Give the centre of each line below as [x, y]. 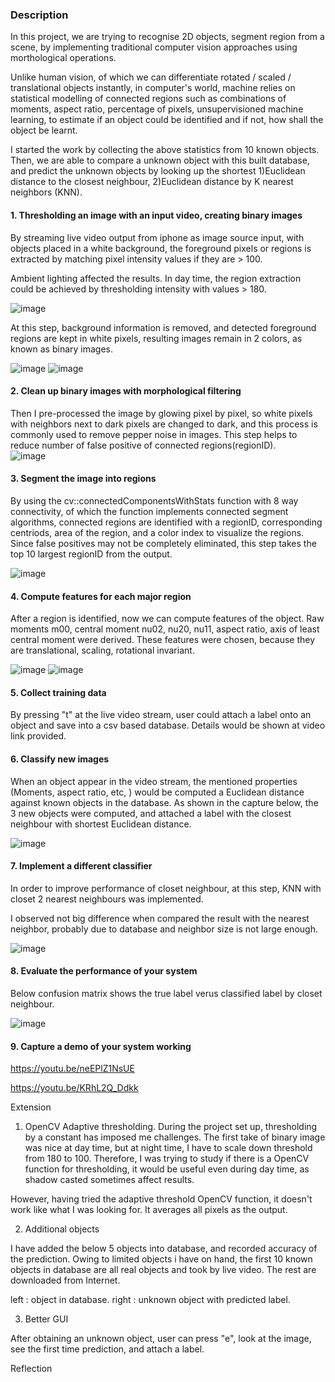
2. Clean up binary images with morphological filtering [126, 391]
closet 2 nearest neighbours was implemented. [107, 899]
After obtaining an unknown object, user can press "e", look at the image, [161, 1339]
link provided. [38, 736]
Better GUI [46, 1319]
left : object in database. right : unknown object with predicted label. [150, 1300]
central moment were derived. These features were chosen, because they [163, 640]
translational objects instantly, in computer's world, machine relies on [153, 88]
